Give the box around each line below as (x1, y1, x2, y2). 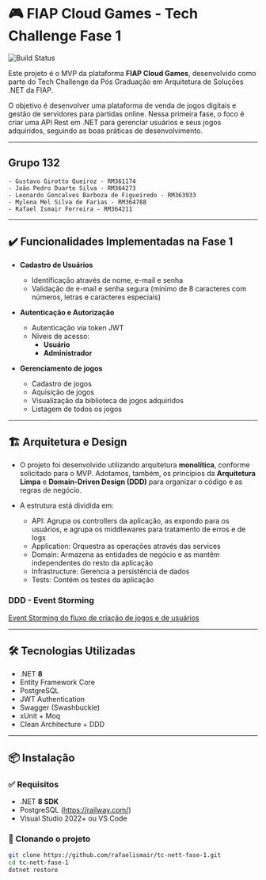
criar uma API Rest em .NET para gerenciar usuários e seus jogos (8, 117, 222, 127)
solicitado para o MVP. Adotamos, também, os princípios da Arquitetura (19, 469, 256, 478)
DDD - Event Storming (8, 595, 95, 606)
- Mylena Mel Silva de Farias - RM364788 (8, 198, 147, 206)
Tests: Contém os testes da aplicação (31, 575, 154, 585)
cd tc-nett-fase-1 (8, 859, 69, 867)
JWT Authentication (19, 695, 85, 704)
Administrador (43, 348, 93, 357)
